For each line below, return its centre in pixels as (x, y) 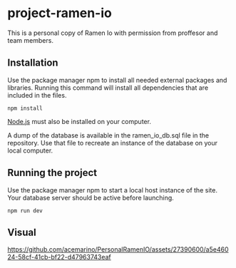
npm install (25, 108)
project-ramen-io (60, 13)
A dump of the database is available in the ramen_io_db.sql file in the (108, 135)
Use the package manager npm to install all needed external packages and (117, 80)
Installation (33, 63)
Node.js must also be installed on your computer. (79, 121)
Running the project (52, 173)
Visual (22, 232)
